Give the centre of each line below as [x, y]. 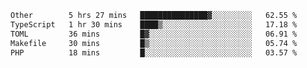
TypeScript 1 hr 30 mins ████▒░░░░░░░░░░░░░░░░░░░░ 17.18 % [154, 24]
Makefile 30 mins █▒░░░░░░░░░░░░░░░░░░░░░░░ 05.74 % [154, 43]
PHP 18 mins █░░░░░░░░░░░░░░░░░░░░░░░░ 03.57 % [154, 52]
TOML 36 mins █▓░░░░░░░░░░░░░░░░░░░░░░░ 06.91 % [154, 34]
